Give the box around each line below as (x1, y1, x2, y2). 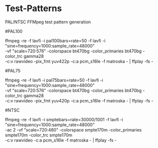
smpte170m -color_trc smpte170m (5, 132, 73, 138)
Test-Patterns (5, 3, 62, 14)
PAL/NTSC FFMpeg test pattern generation (5, 19, 91, 25)
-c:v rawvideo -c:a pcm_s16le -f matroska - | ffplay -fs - (5, 137, 117, 143)
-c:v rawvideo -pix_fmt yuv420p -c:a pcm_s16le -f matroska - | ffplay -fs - (5, 98, 154, 103)
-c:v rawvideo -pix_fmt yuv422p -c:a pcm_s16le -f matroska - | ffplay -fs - (5, 58, 154, 64)
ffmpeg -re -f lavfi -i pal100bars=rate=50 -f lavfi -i (5, 37, 106, 44)
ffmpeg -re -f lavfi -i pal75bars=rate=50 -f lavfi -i (5, 77, 103, 83)
